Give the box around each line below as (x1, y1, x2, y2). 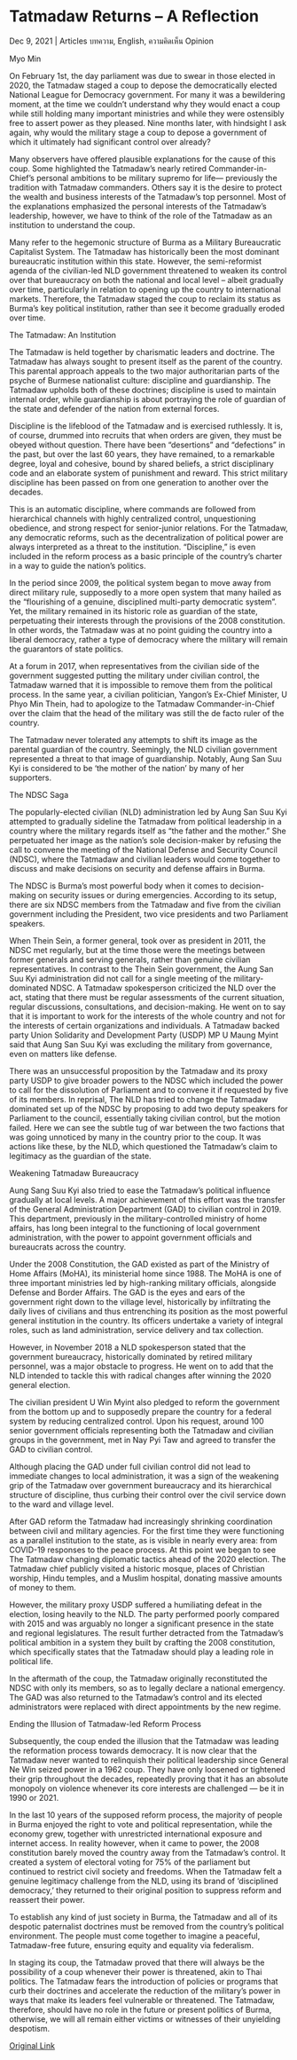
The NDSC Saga (9, 789, 69, 800)
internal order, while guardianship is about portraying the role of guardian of (9, 393, 286, 405)
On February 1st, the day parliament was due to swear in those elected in (9, 70, 276, 81)
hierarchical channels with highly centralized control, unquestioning (9, 513, 256, 524)
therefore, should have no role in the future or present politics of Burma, (9, 2004, 272, 2015)
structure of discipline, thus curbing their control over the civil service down (9, 1489, 286, 1500)
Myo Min (9, 53, 42, 64)
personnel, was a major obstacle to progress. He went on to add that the (9, 1361, 274, 1371)
